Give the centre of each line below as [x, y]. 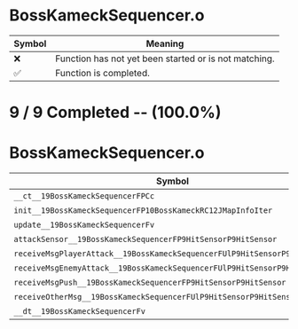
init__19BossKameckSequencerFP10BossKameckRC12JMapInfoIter [143, 211]
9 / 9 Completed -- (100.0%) [115, 113]
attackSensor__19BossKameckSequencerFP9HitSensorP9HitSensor [145, 239]
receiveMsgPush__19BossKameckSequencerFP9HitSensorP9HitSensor [150, 283]
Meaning [165, 43]
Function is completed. [102, 73]
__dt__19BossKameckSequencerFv [80, 312]
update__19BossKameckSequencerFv [84, 225]
